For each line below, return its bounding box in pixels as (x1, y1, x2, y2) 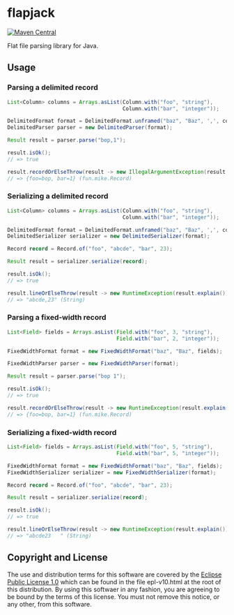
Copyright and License (7, 551, 108, 563)
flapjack (7, 5, 56, 21)
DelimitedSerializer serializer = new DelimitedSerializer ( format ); (7, 232, 210, 240)
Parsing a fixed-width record (7, 313, 107, 323)
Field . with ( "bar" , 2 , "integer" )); (116, 335, 219, 342)
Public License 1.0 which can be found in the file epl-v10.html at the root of (7, 577, 221, 586)
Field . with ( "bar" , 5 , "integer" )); (116, 450, 219, 457)
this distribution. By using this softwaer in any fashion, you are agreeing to (7, 585, 221, 593)
